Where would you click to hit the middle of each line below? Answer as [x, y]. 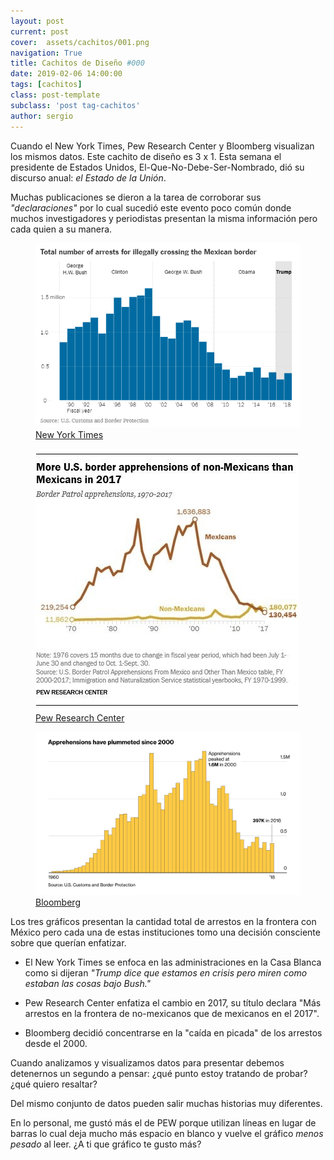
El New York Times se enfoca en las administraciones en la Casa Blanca [173, 962]
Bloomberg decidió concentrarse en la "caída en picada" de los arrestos [173, 1033]
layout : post [37, 21]
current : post [40, 31]
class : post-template [55, 95]
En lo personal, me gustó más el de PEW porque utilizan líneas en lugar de [163, 1123]
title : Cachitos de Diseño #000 [77, 63]
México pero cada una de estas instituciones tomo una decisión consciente [165, 932]
